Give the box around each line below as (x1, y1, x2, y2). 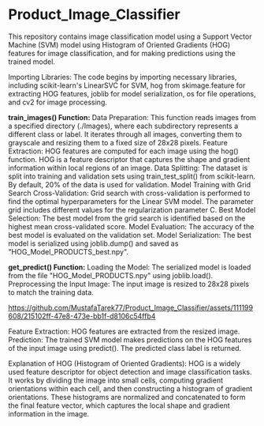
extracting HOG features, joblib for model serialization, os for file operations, (8, 89, 256, 98)
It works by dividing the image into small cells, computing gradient (8, 375, 223, 385)
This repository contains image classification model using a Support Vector (8, 32, 252, 41)
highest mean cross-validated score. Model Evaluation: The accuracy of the (8, 221, 255, 231)
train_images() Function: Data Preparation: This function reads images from (8, 112, 256, 122)
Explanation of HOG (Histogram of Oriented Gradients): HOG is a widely (8, 358, 241, 368)
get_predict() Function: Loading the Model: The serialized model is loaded (8, 262, 251, 272)
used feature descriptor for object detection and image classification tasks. (8, 367, 252, 376)
